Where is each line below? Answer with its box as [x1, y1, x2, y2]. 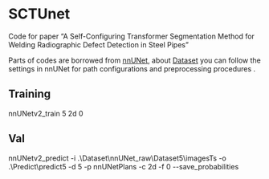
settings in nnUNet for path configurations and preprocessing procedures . [8, 63, 256, 73]
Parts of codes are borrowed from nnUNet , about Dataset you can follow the [8, 55, 261, 65]
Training [8, 87, 51, 101]
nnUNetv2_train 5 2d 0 [8, 108, 84, 118]
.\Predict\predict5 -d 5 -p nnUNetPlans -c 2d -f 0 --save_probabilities [8, 161, 239, 171]
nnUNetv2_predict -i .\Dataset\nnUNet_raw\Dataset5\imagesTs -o [8, 153, 226, 163]
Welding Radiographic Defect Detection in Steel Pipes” [8, 39, 189, 49]
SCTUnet [8, 5, 71, 23]
